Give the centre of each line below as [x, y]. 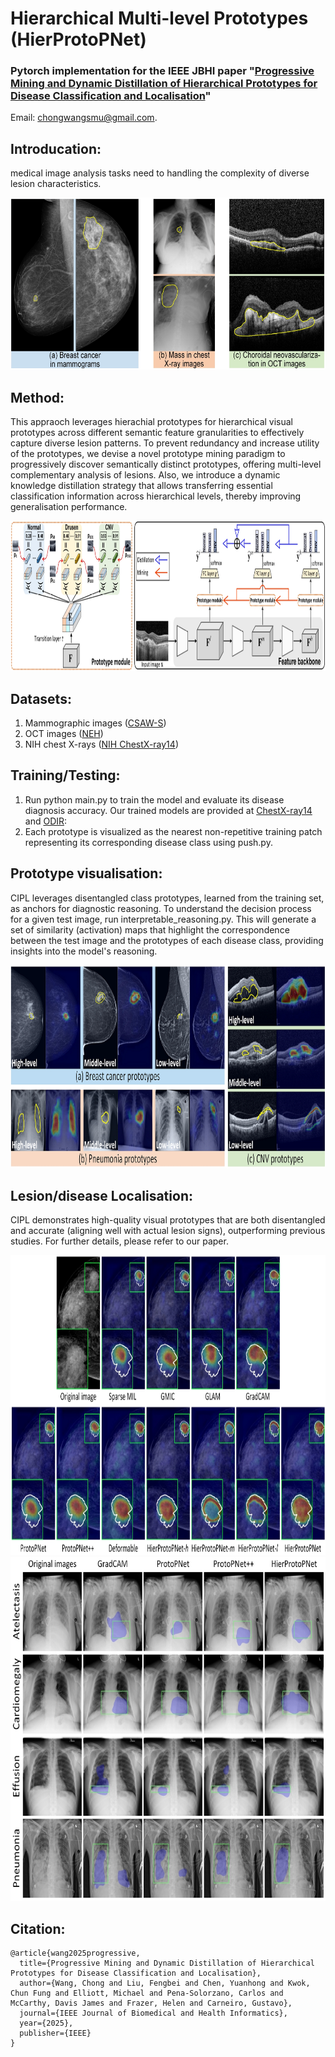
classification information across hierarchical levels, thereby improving [156, 496]
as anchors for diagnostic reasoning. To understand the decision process [161, 908]
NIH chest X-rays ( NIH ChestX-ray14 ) [101, 744]
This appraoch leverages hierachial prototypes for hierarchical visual [152, 422]
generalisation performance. [69, 507]
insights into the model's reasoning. [84, 951]
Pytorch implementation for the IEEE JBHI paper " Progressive [162, 71]
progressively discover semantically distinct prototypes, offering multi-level [166, 464]
